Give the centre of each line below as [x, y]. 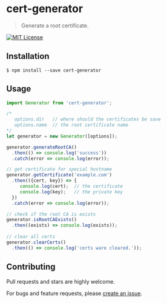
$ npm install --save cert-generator [54, 70]
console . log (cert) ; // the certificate [71, 187]
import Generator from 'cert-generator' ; [59, 103]
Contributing [31, 267]
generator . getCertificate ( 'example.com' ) [59, 175]
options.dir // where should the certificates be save [88, 119]
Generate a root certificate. [55, 25]
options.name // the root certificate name [71, 125]
